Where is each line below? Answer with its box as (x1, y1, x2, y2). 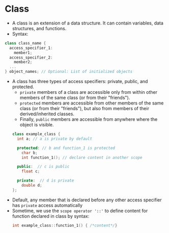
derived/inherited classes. (19, 111, 75, 117)
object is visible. (19, 122, 54, 128)
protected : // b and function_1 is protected (17, 145, 115, 150)
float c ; (21, 169, 40, 174)
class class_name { (5, 40, 46, 46)
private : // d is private (17, 178, 74, 184)
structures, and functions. (12, 25, 67, 31)
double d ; (21, 183, 42, 188)
